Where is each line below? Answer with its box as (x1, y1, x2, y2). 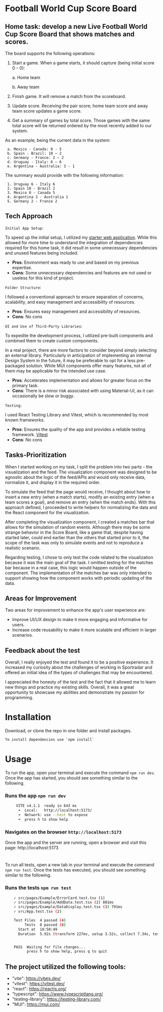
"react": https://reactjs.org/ (12, 986, 66, 992)
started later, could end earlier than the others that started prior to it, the (5, 534, 149, 540)
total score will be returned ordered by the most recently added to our (12, 123, 152, 128)
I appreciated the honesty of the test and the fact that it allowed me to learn (5, 679, 156, 685)
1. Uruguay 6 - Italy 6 (7, 182, 55, 187)
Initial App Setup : (5, 225, 44, 231)
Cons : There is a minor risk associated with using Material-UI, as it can (12, 388, 154, 393)
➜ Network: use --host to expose (17, 813, 88, 817)
